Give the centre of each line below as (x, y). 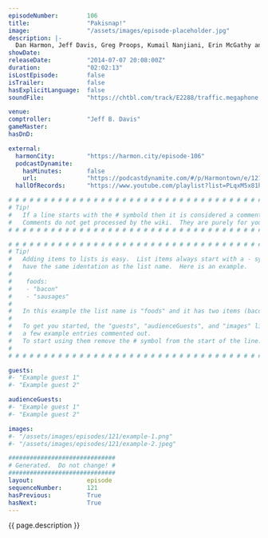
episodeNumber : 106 (53, 16)
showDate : (25, 53)
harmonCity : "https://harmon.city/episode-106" (110, 156)
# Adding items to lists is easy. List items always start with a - (130, 259)
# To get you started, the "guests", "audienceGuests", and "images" (130, 326)
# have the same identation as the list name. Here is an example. (128, 267)
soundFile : (26, 98)
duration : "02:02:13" (66, 68)
